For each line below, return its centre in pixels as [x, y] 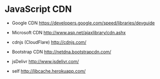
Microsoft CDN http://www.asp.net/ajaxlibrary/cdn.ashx [69, 32]
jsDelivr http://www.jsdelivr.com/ [45, 61]
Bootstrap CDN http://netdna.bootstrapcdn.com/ [61, 52]
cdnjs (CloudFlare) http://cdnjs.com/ [49, 42]
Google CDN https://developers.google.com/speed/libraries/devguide [83, 23]
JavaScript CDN [38, 9]
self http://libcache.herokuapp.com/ [49, 71]
